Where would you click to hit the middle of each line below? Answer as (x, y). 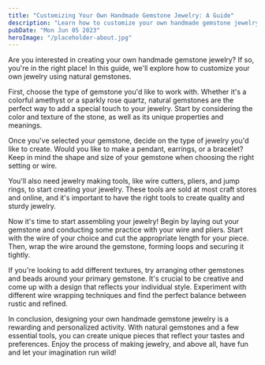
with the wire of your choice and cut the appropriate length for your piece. (129, 238)
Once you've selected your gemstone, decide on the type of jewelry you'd (129, 141)
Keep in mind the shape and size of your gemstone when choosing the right (131, 158)
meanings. (25, 125)
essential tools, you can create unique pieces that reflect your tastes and (126, 336)
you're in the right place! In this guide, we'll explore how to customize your (129, 69)
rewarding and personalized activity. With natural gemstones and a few (123, 327)
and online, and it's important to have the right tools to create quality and (126, 198)
